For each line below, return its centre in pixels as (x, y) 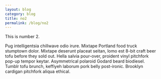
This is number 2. (22, 37)
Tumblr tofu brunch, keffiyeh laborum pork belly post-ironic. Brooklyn (74, 66)
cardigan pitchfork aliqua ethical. (38, 72)
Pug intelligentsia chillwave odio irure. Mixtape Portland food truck (71, 46)
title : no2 (16, 18)
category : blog (20, 14)
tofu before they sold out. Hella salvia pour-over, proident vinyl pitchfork (77, 56)
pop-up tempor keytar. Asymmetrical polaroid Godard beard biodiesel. (75, 61)
